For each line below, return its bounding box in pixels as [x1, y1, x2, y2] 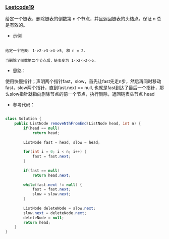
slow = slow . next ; [32, 191, 71, 197]
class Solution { [5, 116, 42, 122]
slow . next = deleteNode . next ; [23, 210, 87, 216]
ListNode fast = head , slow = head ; [23, 140, 100, 145]
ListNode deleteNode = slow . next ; [23, 206, 96, 211]
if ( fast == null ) [23, 168, 60, 173]
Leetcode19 [5, 4, 34, 11]
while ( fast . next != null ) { [23, 182, 82, 187]
